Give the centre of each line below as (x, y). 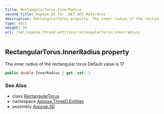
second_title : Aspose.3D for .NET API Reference (55, 14)
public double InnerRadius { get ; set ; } (48, 73)
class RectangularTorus (36, 96)
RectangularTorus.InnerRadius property (67, 52)
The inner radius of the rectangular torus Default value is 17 (65, 64)
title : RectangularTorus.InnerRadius (43, 10)
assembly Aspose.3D (33, 106)
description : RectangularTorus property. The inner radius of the (74, 19)
